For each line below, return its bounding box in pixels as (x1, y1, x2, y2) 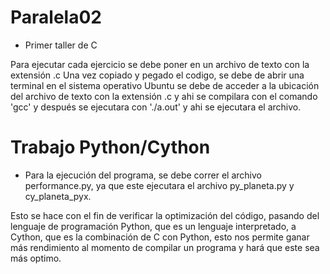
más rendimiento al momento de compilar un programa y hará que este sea (10, 241, 320, 253)
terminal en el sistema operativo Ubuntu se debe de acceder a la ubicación (10, 79, 320, 91)
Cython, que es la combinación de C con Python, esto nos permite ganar (10, 231, 310, 243)
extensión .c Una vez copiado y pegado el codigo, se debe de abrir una (10, 69, 305, 81)
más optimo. (10, 252, 62, 264)
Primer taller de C (24, 39, 98, 51)
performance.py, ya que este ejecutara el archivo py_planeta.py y (24, 179, 295, 191)
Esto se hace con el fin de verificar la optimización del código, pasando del (10, 209, 320, 221)
